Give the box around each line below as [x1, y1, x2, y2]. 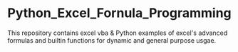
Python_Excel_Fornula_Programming [7, 5, 232, 21]
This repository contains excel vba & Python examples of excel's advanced [7, 28, 228, 37]
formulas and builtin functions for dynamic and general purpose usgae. [7, 36, 217, 44]
